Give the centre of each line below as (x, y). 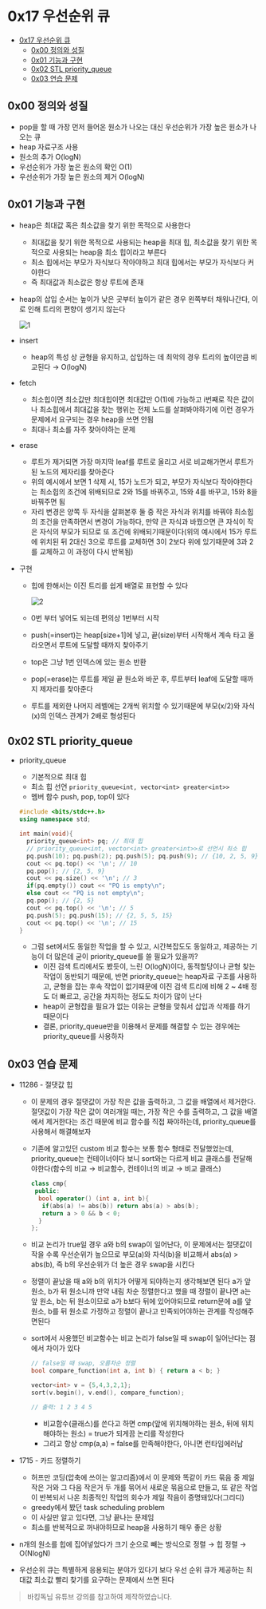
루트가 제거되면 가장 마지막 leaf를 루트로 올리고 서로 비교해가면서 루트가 (142, 462)
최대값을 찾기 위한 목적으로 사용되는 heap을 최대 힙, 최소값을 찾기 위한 (140, 242)
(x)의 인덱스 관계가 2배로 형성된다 (83, 715)
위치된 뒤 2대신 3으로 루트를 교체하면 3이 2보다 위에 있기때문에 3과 (143, 541)
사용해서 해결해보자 (61, 1131)
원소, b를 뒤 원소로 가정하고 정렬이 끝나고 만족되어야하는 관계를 (129, 1311)
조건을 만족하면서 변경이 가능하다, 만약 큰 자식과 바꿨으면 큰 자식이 (143, 521)
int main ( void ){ (46, 834)
